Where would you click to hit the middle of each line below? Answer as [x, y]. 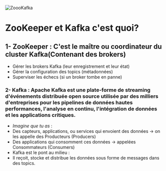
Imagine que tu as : [32, 126]
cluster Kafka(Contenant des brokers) [65, 54]
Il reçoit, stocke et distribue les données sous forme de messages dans [86, 158]
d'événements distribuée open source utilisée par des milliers [82, 96]
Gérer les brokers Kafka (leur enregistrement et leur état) [71, 66]
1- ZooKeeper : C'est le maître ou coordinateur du [83, 46]
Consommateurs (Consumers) [43, 147]
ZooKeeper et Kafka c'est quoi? [72, 28]
